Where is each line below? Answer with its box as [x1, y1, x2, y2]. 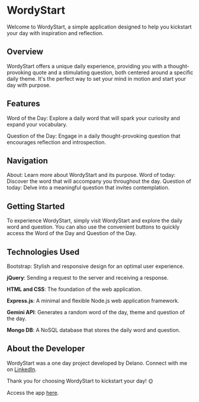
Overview [7, 47, 44, 57]
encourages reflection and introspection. [7, 138, 106, 145]
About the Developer [7, 344, 85, 354]
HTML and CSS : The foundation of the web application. [7, 286, 142, 293]
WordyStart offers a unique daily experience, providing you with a [7, 62, 167, 69]
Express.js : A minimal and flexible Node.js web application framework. [7, 297, 179, 304]
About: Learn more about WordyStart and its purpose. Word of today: [7, 172, 176, 179]
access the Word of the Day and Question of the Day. [7, 230, 137, 237]
